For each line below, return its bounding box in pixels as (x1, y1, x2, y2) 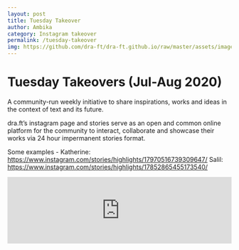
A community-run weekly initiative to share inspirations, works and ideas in (7, 97, 228, 106)
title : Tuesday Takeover (7, 17, 81, 24)
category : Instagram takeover (7, 30, 97, 38)
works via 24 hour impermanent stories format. (7, 134, 146, 142)
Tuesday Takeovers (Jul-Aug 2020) (7, 74, 223, 90)
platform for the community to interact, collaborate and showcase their (7, 126, 215, 135)
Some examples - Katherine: (7, 147, 91, 156)
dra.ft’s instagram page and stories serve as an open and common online (7, 119, 222, 127)
